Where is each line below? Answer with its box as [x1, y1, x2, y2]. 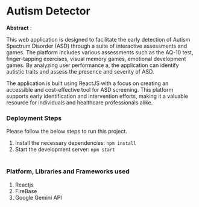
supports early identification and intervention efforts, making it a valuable [6, 92, 189, 100]
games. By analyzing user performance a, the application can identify [6, 62, 179, 69]
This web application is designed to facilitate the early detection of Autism [6, 36, 191, 43]
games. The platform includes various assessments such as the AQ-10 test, [6, 48, 194, 56]
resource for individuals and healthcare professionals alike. [6, 98, 153, 106]
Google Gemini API [14, 194, 62, 201]
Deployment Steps [6, 113, 62, 122]
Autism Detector [6, 4, 90, 18]
